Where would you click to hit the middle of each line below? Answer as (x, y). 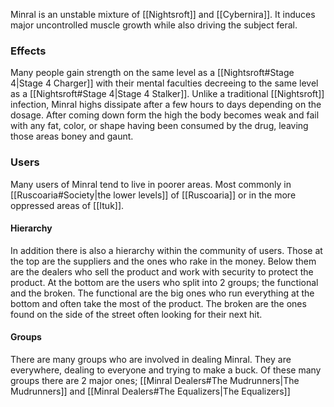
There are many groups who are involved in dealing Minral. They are (151, 359)
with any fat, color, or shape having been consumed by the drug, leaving (159, 126)
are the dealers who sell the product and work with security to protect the (162, 271)
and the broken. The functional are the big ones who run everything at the (162, 293)
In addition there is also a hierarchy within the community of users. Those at (166, 250)
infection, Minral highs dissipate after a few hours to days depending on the (166, 105)
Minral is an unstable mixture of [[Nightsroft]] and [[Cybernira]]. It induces (163, 14)
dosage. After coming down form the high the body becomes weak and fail (165, 115)
